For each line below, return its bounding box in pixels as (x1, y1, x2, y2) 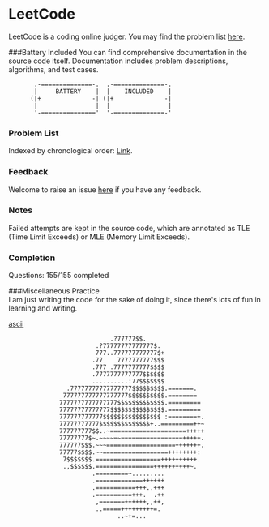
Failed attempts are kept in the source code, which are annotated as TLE (8, 223, 250, 233)
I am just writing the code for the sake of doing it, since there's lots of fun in (8, 295, 262, 305)
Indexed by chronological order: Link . (8, 146, 133, 156)
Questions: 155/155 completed (8, 271, 109, 281)
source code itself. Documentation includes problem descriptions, (8, 56, 228, 66)
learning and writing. (8, 303, 78, 313)
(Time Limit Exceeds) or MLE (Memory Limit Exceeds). (8, 232, 190, 242)
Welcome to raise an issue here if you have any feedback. (8, 184, 202, 195)
